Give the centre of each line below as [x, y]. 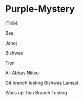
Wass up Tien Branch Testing [36, 92]
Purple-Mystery [40, 9]
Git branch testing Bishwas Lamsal [42, 83]
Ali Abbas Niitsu [22, 73]
